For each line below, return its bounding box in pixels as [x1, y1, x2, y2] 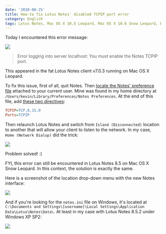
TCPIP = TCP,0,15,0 [5, 108, 41, 113]
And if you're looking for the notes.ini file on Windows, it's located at [5, 199, 147, 205]
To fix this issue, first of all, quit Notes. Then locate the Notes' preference [5, 83, 155, 89]
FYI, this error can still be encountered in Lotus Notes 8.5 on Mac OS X [5, 161, 149, 166]
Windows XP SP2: [5, 214, 42, 220]
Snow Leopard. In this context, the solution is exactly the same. [5, 166, 134, 171]
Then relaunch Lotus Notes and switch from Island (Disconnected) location [5, 122, 160, 127]
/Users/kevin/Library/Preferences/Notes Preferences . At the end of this [5, 93, 153, 99]
